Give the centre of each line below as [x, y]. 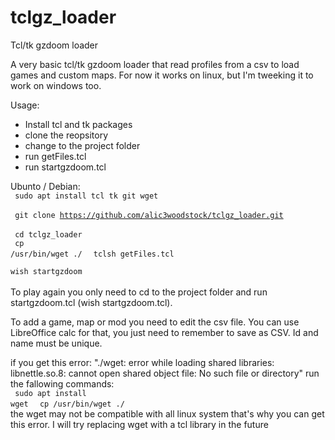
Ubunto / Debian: [45, 186]
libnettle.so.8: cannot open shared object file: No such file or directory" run [165, 373]
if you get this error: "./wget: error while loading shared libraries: [142, 362]
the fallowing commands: [62, 383]
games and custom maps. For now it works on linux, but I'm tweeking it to [162, 75]
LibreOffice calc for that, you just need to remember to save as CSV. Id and [164, 332]
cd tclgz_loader [48, 234]
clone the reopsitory [66, 135]
